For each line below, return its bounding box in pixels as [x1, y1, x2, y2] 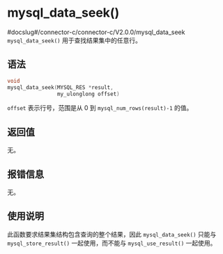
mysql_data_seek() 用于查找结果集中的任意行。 [7, 36, 141, 45]
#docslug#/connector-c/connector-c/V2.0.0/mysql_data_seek [7, 28, 185, 36]
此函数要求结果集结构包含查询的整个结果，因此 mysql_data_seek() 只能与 [7, 230, 217, 238]
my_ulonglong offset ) [56, 90, 120, 97]
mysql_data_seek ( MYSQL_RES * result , [7, 84, 114, 91]
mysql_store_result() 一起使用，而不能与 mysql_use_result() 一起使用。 [7, 239, 217, 247]
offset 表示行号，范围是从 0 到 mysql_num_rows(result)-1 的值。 [7, 104, 193, 112]
